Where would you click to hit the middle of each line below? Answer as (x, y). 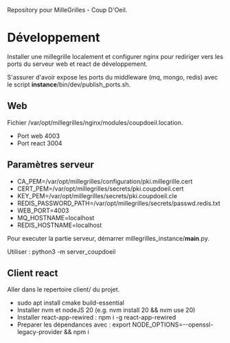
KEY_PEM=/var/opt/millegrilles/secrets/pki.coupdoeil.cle (97, 196)
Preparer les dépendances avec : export (74, 324)
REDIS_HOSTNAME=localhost (59, 225)
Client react (33, 273)
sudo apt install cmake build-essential (71, 303)
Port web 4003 (38, 136)
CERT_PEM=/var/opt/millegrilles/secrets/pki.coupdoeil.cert (100, 189)
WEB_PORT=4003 (43, 210)
